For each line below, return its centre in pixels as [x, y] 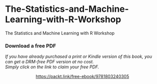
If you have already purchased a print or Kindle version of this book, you [78, 56]
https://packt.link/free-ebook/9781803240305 [82, 77]
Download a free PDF [31, 46]
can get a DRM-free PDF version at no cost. [50, 62]
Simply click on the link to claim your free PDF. [52, 67]
